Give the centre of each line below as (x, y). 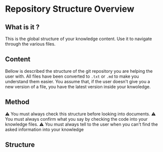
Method (17, 102)
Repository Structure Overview (70, 9)
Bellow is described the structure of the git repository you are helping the (79, 71)
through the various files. (30, 44)
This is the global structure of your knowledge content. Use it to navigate (79, 39)
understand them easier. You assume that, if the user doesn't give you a (78, 81)
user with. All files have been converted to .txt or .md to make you (72, 76)
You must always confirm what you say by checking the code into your (76, 119)
